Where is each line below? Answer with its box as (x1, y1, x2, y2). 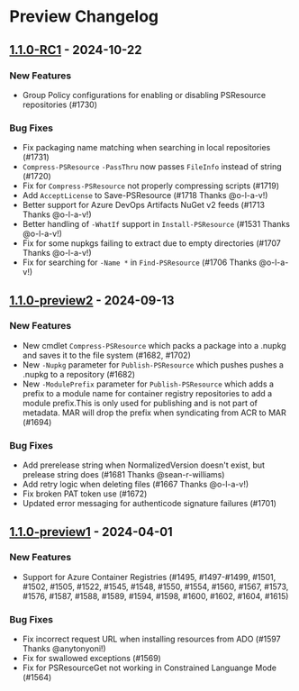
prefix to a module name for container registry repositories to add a (22, 387, 273, 398)
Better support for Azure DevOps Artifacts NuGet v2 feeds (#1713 (22, 200, 266, 211)
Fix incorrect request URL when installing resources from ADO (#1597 (22, 633, 281, 645)
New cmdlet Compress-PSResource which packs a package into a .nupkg (22, 340, 286, 350)
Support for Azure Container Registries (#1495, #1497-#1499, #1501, (22, 571, 276, 582)
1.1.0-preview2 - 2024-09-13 (9, 293, 175, 308)
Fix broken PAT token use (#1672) (22, 488, 148, 499)
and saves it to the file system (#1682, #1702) (22, 350, 191, 360)
